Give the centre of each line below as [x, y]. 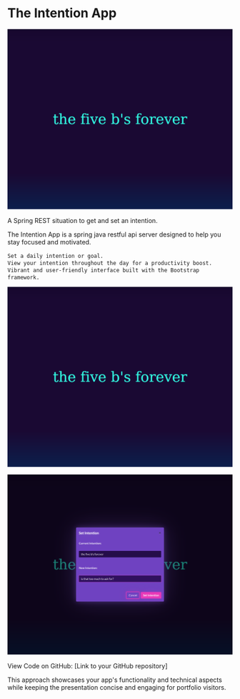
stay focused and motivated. [49, 242]
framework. [24, 278]
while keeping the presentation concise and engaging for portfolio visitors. [117, 688]
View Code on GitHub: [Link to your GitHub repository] [87, 666]
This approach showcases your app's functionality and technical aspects [115, 680]
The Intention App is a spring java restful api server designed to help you [114, 234]
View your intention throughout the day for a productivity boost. [110, 263]
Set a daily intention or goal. [55, 256]
